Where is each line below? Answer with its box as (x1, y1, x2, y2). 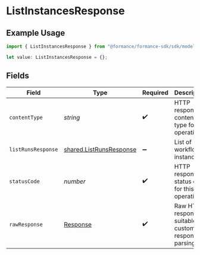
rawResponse (9, 221, 43, 228)
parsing (174, 239, 196, 247)
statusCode (9, 178, 40, 185)
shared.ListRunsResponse (63, 145, 137, 153)
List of (174, 138, 192, 146)
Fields (6, 71, 30, 81)
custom (174, 224, 195, 232)
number (63, 177, 86, 185)
